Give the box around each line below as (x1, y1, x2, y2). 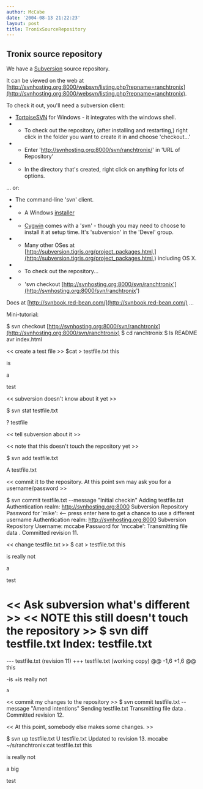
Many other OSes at (24, 241, 75, 249)
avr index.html (6, 336, 43, 343)
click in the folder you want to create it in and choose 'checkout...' (24, 133, 191, 141)
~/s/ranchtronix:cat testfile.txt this (6, 742, 92, 749)
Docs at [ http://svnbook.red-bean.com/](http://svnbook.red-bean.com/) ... (6, 299, 194, 306)
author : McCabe (6, 9, 45, 15)
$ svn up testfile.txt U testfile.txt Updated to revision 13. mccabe (6, 735, 168, 742)
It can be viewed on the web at (6, 77, 84, 85)
